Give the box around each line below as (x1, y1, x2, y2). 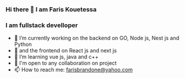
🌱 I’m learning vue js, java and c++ (14, 53, 99, 61)
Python (14, 41, 32, 48)
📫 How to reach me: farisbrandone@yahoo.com (14, 66, 133, 73)
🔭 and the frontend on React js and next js (14, 47, 117, 54)
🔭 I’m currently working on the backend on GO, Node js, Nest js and (14, 35, 180, 42)
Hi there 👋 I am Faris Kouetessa (5, 5, 97, 14)
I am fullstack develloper (5, 21, 78, 29)
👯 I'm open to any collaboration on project (14, 60, 117, 67)
